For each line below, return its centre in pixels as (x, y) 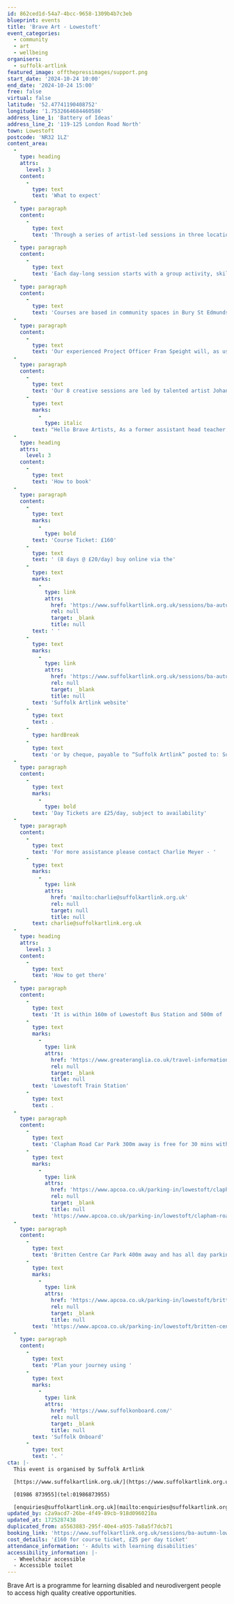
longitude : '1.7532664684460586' (56, 111)
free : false (24, 92)
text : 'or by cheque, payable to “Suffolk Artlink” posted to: (126, 754)
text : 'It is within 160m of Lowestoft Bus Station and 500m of (127, 1014)
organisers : (24, 59)
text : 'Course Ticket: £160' (75, 540)
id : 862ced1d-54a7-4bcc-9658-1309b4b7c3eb (70, 14)
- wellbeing (31, 53)
